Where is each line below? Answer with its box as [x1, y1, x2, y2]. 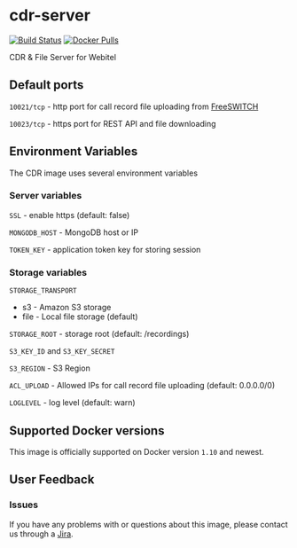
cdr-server [9, 5, 91, 26]
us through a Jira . [9, 528, 74, 539]
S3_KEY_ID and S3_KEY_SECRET [9, 346, 115, 356]
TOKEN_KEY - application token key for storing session [9, 244, 201, 254]
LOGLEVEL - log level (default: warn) [9, 397, 136, 408]
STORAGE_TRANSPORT [9, 286, 77, 295]
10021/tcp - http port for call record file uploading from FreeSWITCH [9, 101, 259, 112]
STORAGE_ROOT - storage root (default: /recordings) [9, 329, 190, 340]
